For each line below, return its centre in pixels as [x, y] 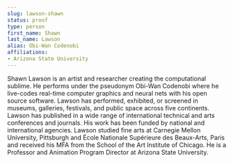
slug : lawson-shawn [35, 14]
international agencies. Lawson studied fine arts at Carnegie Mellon [104, 130]
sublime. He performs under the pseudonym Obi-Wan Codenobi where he [113, 86]
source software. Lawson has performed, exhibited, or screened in [103, 101]
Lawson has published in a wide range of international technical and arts [111, 115]
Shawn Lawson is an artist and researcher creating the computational [107, 78]
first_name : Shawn [34, 33]
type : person [26, 26]
